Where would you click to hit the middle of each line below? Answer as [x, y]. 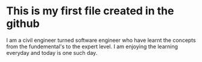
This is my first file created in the [90, 11]
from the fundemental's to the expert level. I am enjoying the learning [92, 46]
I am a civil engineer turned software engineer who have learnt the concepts [101, 40]
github [23, 24]
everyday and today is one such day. [52, 52]
